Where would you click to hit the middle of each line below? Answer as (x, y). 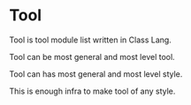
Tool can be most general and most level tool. (92, 56)
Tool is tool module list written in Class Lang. (91, 40)
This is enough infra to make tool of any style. (92, 91)
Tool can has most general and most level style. (96, 74)
